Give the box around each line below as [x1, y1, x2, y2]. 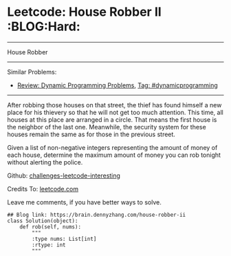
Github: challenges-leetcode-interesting [7, 171, 120, 180]
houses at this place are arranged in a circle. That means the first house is [7, 115, 217, 124]
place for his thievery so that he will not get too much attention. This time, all [7, 108, 223, 116]
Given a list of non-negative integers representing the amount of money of [7, 143, 218, 151]
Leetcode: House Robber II [7, 4, 162, 20]
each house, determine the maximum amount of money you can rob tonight [7, 151, 221, 159]
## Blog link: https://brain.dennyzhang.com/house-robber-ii [7, 211, 186, 218]
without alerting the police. [7, 158, 83, 166]
